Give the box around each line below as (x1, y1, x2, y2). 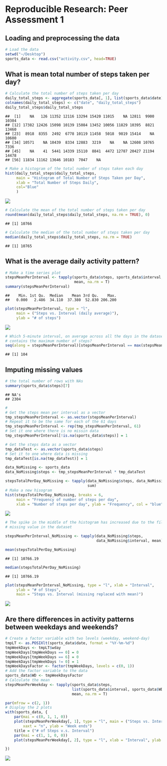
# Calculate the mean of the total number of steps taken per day (5, 208, 146, 213)
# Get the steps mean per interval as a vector (5, 410, 106, 415)
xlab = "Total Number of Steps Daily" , (16, 180, 99, 185)
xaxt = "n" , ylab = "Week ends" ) (23, 723, 92, 729)
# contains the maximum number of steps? (5, 338, 92, 343)
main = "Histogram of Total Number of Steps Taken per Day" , (16, 175, 146, 180)
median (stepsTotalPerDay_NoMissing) (5, 565, 81, 570)
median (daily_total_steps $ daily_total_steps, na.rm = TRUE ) (5, 234, 133, 239)
